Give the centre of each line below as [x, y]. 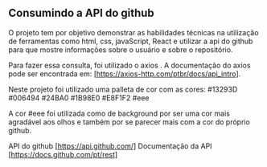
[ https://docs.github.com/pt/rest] [63, 154]
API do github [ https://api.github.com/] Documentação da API [110, 146]
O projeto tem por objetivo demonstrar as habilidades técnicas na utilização [133, 32]
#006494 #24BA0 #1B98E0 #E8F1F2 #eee [79, 98]
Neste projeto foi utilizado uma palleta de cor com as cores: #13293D [123, 89]
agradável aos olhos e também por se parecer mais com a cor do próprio [129, 122]
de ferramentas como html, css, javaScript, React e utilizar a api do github [131, 41]
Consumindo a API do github [81, 13]
